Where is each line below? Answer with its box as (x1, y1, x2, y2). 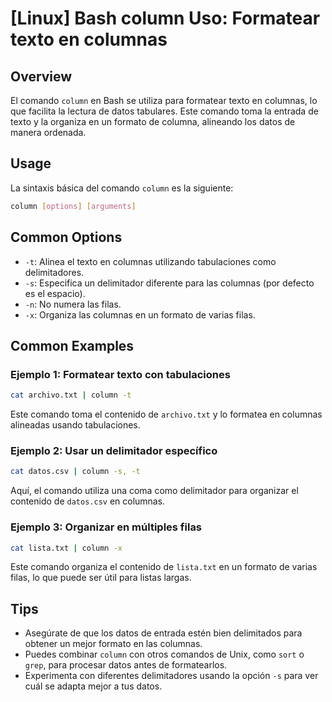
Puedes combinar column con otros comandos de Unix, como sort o (24, 648, 305, 661)
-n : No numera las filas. (24, 298, 122, 310)
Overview (10, 68, 73, 85)
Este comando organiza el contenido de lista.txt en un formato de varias (10, 561, 318, 573)
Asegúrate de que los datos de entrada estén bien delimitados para (24, 627, 303, 639)
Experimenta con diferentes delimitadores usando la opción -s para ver (24, 670, 319, 682)
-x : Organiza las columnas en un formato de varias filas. (24, 308, 256, 321)
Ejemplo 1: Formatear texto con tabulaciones (10, 367, 231, 381)
